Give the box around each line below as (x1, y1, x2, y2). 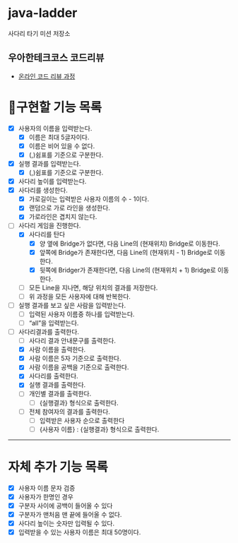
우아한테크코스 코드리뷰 (8, 52, 105, 64)
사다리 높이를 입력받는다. (18, 177, 87, 186)
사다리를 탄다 (28, 230, 66, 239)
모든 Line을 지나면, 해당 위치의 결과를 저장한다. (28, 283, 158, 292)
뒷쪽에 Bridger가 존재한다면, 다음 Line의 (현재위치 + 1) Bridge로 (39, 265, 216, 274)
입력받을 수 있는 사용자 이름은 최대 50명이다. (18, 528, 141, 536)
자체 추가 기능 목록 (8, 459, 108, 475)
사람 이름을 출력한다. (28, 345, 86, 354)
